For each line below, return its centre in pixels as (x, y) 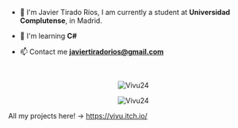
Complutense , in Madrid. (61, 21)
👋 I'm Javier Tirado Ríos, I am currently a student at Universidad (125, 12)
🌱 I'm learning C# (48, 36)
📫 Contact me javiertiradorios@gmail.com (92, 52)
